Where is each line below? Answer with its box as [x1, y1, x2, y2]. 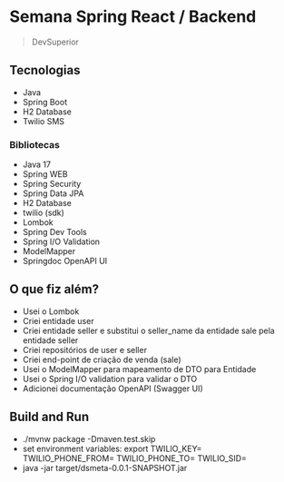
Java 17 [22, 159, 52, 170]
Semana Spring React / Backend [9, 6, 257, 27]
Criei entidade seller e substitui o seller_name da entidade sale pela [22, 325, 275, 336]
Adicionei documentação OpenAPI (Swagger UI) [22, 383, 203, 394]
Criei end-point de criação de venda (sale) [22, 354, 181, 365]
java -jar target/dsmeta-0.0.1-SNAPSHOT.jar [22, 462, 188, 473]
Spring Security [22, 179, 82, 190]
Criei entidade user [22, 315, 94, 326]
